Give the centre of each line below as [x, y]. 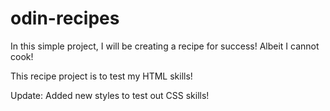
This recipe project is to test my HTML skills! [101, 76]
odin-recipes [65, 18]
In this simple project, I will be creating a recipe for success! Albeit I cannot [165, 46]
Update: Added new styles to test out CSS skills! [110, 95]
